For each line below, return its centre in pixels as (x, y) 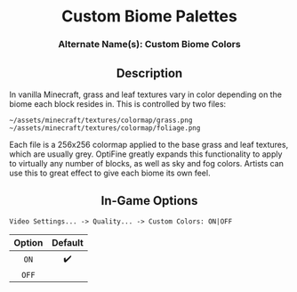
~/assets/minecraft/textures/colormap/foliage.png (105, 128)
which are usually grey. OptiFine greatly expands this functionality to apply (146, 154)
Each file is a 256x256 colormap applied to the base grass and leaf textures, (149, 144)
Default (68, 242)
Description (149, 73)
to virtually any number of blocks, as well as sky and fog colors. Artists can (147, 163)
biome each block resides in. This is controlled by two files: (118, 103)
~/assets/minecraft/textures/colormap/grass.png (101, 120)
